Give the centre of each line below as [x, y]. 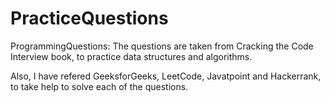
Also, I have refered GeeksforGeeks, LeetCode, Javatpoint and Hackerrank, [166, 76]
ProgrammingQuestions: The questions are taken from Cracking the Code [162, 46]
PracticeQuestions [89, 18]
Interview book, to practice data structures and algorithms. [131, 56]
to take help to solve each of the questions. [99, 86]
